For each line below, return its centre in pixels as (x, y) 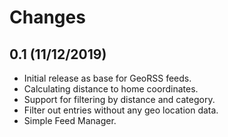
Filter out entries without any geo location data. (121, 110)
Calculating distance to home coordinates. (111, 89)
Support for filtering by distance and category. (119, 99)
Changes (47, 17)
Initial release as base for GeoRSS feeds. (107, 78)
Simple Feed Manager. (70, 120)
